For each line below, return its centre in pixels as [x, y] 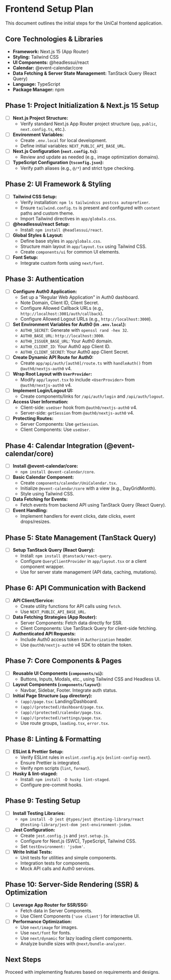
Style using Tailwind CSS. [47, 494]
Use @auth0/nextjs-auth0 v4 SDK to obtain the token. [76, 645]
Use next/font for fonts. [46, 932]
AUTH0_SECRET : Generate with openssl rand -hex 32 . [74, 330]
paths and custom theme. [47, 213]
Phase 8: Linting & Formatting [53, 739]
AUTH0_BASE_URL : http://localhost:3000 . [62, 335]
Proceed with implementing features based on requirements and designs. [82, 972]
